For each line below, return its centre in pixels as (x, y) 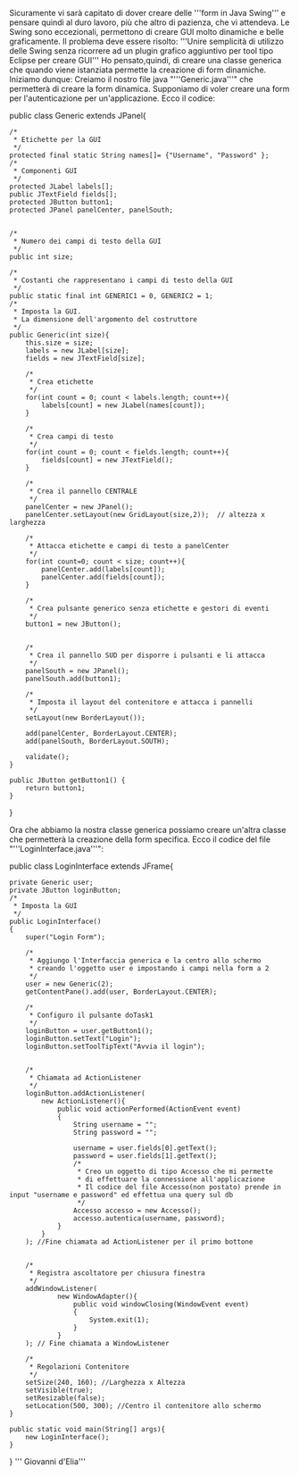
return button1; (56, 788)
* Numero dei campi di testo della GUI (87, 241)
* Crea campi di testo (71, 437)
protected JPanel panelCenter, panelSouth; (91, 210)
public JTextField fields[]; (63, 195)
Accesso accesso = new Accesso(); (137, 1211)
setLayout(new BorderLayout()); (85, 718)
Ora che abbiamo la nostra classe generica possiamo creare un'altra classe (148, 830)
